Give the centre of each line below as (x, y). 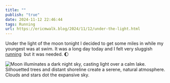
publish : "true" (22, 15)
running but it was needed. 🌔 (37, 54)
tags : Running (20, 24)
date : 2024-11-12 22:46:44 (34, 19)
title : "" (16, 10)
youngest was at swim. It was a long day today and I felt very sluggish (79, 49)
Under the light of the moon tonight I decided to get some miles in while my (84, 43)
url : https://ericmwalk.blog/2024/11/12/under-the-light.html (73, 29)
